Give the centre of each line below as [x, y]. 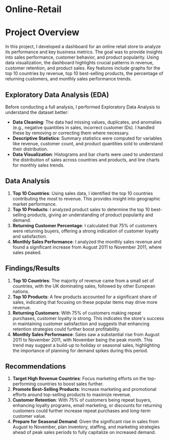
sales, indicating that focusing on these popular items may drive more [85, 302]
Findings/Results [33, 269]
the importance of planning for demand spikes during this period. [80, 350]
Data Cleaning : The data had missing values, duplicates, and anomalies [87, 122]
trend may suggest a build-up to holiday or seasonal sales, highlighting [86, 345]
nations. [21, 291]
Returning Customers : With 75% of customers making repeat [77, 313]
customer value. [29, 416]
